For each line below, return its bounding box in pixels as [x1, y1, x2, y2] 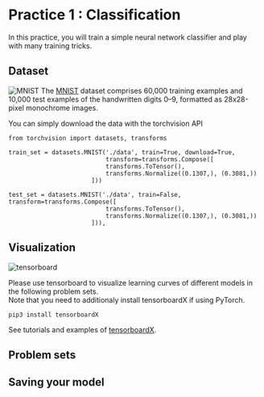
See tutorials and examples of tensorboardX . [8, 324, 157, 334]
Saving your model [8, 375, 105, 389]
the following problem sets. [8, 286, 99, 296]
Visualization [8, 240, 76, 255]
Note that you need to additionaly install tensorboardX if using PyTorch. [8, 295, 245, 304]
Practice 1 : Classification [8, 6, 181, 24]
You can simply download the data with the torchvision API [8, 119, 204, 128]
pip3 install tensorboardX [8, 311, 99, 319]
